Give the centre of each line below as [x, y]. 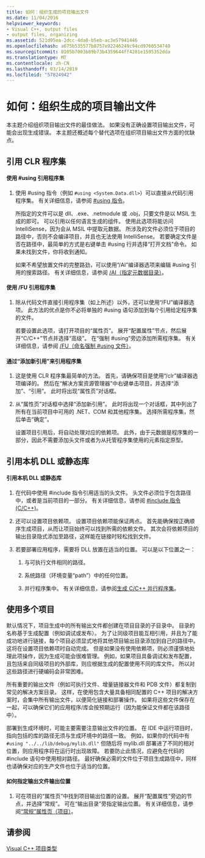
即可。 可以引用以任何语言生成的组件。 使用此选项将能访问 [100, 221]
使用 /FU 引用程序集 [31, 288]
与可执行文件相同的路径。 [56, 562]
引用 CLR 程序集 [36, 161]
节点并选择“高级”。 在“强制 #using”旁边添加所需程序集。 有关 [119, 338]
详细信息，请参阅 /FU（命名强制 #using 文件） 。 [75, 346]
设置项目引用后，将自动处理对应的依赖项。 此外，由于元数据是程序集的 [104, 433]
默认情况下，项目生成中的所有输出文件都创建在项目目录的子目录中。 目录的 [101, 625]
